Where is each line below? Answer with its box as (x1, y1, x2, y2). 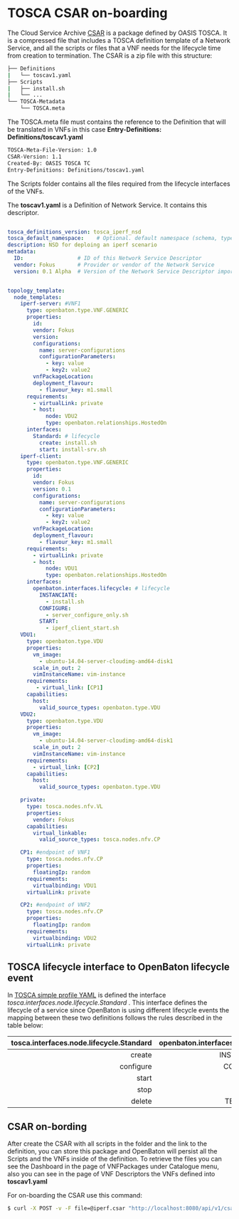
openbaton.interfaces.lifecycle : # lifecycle (33, 585, 171, 592)
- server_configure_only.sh (45, 611, 129, 619)
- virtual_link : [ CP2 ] (33, 763, 100, 770)
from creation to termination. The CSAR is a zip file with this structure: (7, 51, 213, 60)
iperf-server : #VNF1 (20, 300, 81, 308)
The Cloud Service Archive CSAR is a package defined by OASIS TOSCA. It (7, 28, 228, 37)
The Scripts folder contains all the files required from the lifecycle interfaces (7, 179, 230, 188)
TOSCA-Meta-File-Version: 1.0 (7, 147, 97, 154)
